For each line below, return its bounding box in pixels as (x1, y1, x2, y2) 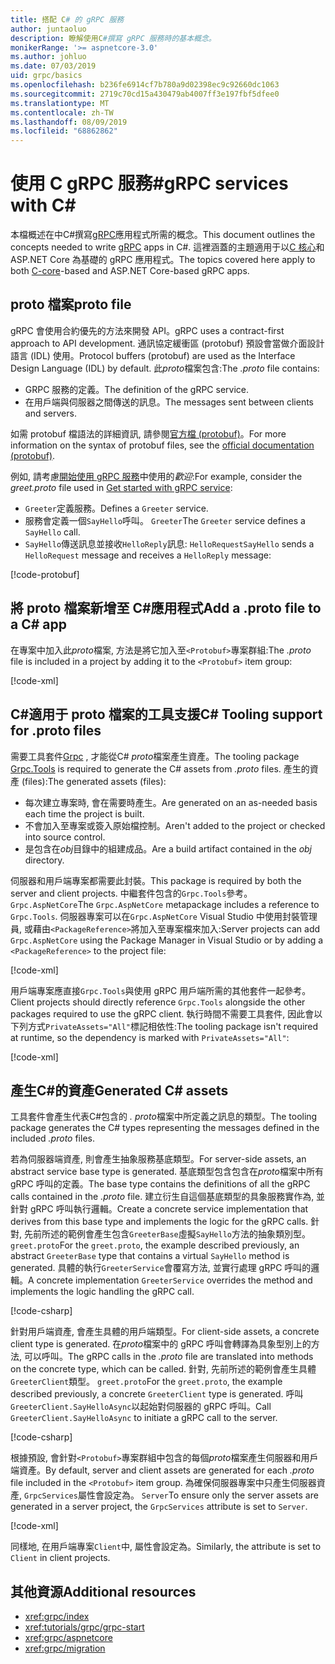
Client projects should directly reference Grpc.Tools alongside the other (10, 996, 306, 1008)
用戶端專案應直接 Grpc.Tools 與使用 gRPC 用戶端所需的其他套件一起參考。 (10, 984, 312, 996)
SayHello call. (24, 526, 81, 538)
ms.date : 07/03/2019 (10, 61, 97, 71)
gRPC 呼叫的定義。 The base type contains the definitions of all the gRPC (10, 1178, 311, 1190)
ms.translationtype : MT (10, 98, 110, 108)
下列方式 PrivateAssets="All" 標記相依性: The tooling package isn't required (10, 1020, 319, 1032)
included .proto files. (10, 1132, 95, 1145)
